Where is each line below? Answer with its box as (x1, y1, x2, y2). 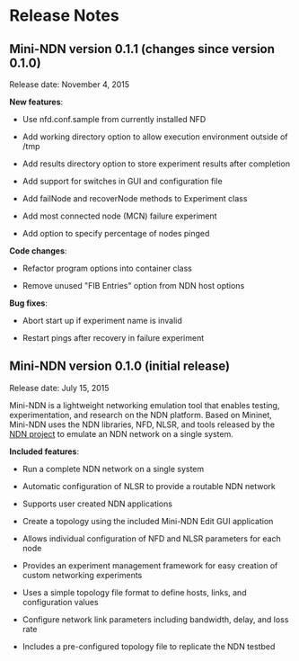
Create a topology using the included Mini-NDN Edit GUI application (22, 515, 274, 526)
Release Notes (9, 5, 119, 26)
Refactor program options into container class (22, 263, 193, 273)
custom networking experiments (22, 569, 143, 580)
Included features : (9, 446, 80, 457)
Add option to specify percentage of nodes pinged (22, 228, 210, 238)
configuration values (22, 596, 99, 607)
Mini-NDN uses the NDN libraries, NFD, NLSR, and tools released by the (9, 419, 276, 430)
